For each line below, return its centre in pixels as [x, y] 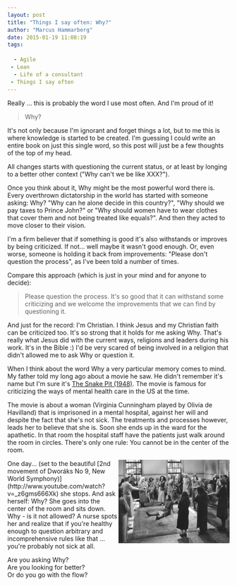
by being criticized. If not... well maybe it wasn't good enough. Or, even [111, 246]
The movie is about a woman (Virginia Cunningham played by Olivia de [110, 405]
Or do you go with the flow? [48, 575]
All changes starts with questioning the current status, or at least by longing [117, 167]
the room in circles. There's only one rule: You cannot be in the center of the [118, 442]
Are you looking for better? [46, 567]
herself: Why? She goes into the [54, 501]
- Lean [20, 67]
